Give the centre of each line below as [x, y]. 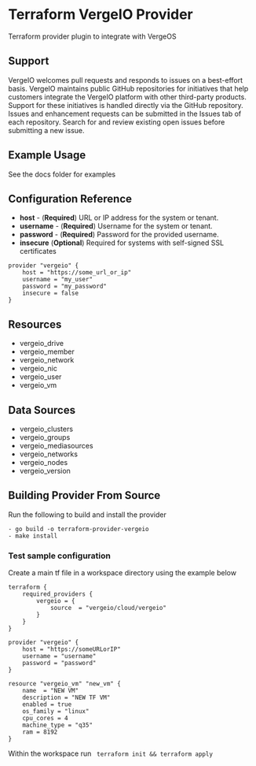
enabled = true [47, 705]
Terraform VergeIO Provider [101, 15]
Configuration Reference [70, 199]
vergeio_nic [38, 369]
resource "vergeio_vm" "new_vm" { [65, 684]
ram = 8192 [40, 732]
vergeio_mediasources [56, 446]
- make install [33, 536]
